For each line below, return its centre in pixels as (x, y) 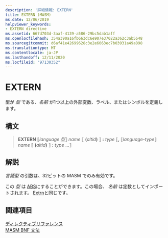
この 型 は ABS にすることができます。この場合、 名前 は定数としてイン (80, 186)
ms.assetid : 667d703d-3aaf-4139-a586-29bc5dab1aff (60, 34)
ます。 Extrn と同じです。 (44, 193)
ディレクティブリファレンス (34, 223)
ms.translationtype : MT (31, 48)
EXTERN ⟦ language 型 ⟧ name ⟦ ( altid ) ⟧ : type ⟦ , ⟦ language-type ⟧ (87, 139)
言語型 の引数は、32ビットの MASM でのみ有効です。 (62, 175)
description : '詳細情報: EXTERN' (39, 10)
